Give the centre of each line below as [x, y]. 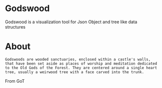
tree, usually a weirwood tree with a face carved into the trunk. [75, 72]
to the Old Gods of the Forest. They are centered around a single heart [81, 68]
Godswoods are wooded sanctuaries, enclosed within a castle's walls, [78, 59]
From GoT [15, 81]
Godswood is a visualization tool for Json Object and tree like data [71, 22]
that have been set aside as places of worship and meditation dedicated [81, 63]
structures [15, 27]
